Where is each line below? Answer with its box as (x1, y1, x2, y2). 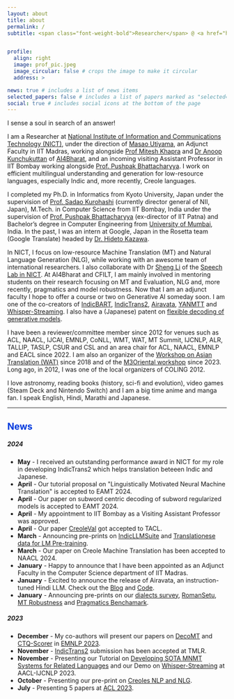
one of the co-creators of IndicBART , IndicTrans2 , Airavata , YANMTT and (7, 300, 217, 309)
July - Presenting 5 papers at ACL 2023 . (17, 684, 134, 692)
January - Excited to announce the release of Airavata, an (17, 576, 185, 584)
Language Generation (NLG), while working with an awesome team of (7, 256, 207, 264)
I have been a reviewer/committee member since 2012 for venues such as (7, 328, 219, 337)
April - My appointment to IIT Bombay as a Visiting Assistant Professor (17, 509, 221, 518)
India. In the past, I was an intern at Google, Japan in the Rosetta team (7, 227, 209, 236)
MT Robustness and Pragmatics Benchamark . (17, 598, 149, 606)
